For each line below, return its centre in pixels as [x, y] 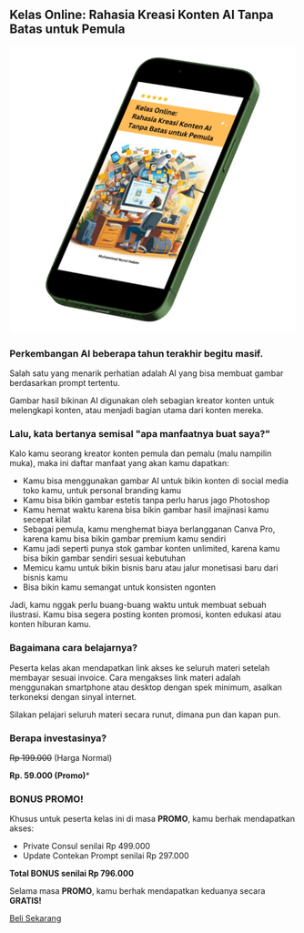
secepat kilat [46, 520]
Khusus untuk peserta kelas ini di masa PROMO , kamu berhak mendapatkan [152, 819]
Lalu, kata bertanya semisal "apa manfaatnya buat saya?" [140, 434]
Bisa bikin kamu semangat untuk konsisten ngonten [119, 587]
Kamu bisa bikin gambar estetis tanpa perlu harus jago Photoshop [146, 501]
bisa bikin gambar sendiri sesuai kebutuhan [104, 558]
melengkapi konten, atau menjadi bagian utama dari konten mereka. [137, 411]
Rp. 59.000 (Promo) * [50, 776]
